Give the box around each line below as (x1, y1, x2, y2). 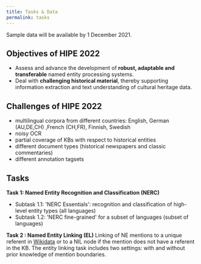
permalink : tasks (6, 14, 50, 20)
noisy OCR (14, 130, 42, 137)
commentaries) (14, 149, 53, 157)
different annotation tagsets (14, 156, 85, 163)
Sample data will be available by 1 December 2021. (6, 31, 132, 38)
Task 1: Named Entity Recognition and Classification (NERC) (6, 189, 160, 196)
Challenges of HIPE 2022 (6, 101, 103, 112)
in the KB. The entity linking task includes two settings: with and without (6, 244, 185, 251)
